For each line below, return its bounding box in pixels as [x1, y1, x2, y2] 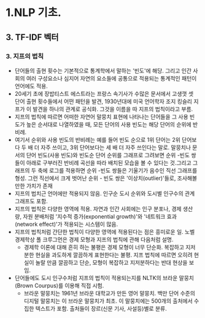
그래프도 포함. [14, 197, 48, 204]
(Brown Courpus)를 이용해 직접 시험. [14, 282, 104, 289]
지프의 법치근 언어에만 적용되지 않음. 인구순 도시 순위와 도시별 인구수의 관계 [14, 190, 195, 197]
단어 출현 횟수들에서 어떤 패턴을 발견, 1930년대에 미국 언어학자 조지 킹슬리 [14, 98, 193, 105]
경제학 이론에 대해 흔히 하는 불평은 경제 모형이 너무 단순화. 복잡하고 [23, 243, 185, 250]
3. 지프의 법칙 [6, 52, 44, 60]
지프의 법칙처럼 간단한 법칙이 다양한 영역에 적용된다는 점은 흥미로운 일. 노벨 [14, 228, 195, 235]
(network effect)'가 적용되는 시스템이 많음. [14, 220, 118, 228]
